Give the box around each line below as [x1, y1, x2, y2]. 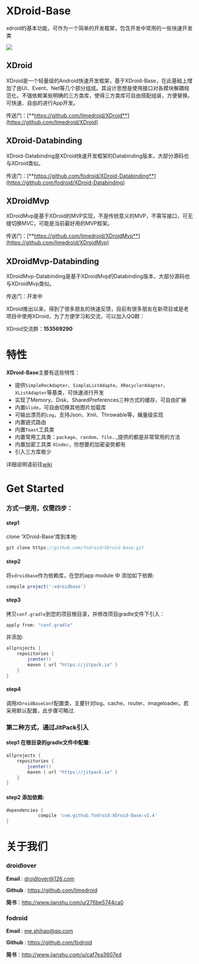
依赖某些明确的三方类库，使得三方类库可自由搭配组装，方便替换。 [31, 92, 193, 99]
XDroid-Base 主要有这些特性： [6, 369, 81, 376]
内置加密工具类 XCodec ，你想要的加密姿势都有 [14, 441, 126, 448]
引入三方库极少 [14, 449, 52, 456]
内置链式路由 [14, 419, 46, 426]
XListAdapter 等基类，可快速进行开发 [14, 389, 104, 396]
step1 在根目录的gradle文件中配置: [6, 739, 91, 746]
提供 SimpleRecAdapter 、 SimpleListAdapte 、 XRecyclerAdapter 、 [14, 382, 169, 389]
